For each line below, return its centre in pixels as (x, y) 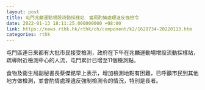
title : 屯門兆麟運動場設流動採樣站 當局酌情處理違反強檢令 (73, 18)
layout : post (23, 12)
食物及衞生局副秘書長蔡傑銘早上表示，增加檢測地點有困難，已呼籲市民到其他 (103, 73)
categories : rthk (28, 35)
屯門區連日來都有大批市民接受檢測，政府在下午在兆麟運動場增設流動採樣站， (103, 53)
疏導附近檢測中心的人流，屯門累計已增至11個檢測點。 (73, 60)
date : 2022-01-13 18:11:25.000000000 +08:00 (64, 23)
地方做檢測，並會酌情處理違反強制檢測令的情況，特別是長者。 (84, 81)
